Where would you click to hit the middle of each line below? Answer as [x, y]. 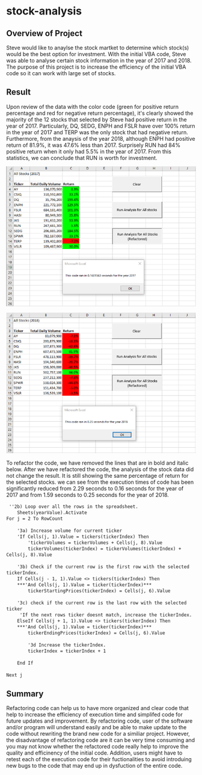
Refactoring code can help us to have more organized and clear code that [98, 708]
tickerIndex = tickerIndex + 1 [67, 651]
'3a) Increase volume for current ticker [69, 531]
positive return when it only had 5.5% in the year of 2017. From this [89, 151]
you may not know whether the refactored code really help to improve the [97, 747]
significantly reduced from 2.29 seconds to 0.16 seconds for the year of [95, 489]
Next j [14, 675]
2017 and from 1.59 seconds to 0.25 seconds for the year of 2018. [88, 495]
